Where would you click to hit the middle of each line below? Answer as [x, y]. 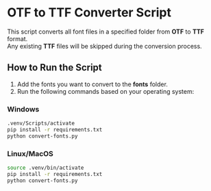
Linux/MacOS [30, 153]
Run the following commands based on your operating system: [105, 91]
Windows [23, 109]
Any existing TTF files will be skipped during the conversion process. [104, 46]
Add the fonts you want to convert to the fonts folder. [92, 84]
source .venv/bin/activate [46, 168]
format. [17, 38]
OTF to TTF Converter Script [89, 13]
